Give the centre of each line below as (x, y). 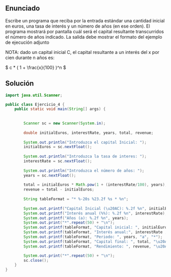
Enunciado (23, 8)
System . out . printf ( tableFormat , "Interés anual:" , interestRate (93, 232)
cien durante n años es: (30, 58)
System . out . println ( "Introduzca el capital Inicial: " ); (85, 142)
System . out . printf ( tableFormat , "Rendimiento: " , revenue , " (90, 246)
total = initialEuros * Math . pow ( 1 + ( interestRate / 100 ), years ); (95, 185)
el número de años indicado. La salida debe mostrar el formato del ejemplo (84, 37)
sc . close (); (36, 260)
